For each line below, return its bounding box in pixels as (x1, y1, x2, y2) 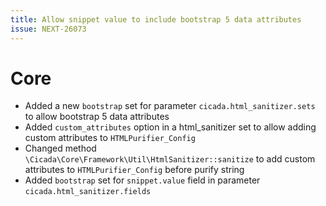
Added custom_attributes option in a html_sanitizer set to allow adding (24, 121, 317, 133)
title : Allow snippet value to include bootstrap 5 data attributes (10, 14, 302, 25)
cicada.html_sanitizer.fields (24, 187, 152, 197)
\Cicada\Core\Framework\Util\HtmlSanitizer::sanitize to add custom (24, 153, 316, 165)
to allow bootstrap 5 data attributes (24, 111, 170, 123)
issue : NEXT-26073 (10, 24, 87, 34)
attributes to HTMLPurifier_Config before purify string (24, 164, 245, 176)
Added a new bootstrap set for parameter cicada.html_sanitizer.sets (24, 100, 316, 112)
